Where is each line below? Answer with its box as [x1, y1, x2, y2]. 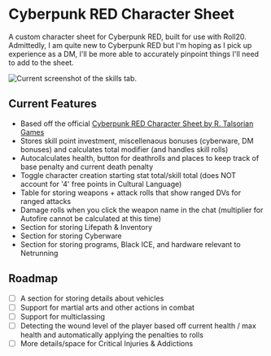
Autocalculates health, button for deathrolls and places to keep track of [20, 153, 260, 163]
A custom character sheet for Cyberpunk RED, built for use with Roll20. [8, 32, 247, 41]
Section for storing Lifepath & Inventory [20, 222, 153, 232]
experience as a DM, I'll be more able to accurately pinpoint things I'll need [8, 49, 259, 59]
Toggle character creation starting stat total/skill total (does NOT [20, 170, 237, 180]
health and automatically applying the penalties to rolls [20, 330, 203, 340]
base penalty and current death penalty [20, 162, 154, 171]
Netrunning [20, 248, 59, 258]
